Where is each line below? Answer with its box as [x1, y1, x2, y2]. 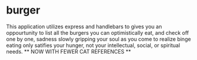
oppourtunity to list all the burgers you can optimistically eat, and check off [6, 29, 189, 36]
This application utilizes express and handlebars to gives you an [6, 23, 162, 30]
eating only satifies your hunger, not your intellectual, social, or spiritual [6, 42, 180, 49]
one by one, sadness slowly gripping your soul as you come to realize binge [6, 35, 191, 42]
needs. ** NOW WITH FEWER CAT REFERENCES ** [6, 48, 131, 55]
